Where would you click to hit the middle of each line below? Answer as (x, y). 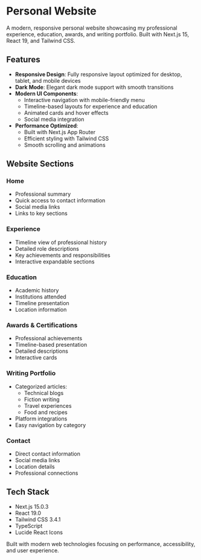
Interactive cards (36, 358)
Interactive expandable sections (55, 262)
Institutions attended (40, 297)
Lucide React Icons (39, 532)
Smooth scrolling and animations (65, 145)
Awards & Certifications (42, 325)
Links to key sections (41, 213)
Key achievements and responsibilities (62, 255)
